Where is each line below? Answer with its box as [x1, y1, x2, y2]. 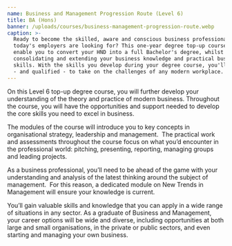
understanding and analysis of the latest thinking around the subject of [7, 173, 209, 181]
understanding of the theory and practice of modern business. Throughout [7, 94, 220, 103]
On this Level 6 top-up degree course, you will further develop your [7, 87, 199, 96]
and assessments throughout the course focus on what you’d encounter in [7, 137, 219, 146]
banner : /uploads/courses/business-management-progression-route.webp [7, 23, 215, 30]
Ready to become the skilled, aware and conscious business [13, 36, 190, 43]
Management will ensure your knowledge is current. [7, 188, 155, 196]
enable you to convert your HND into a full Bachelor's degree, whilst [13, 49, 224, 56]
